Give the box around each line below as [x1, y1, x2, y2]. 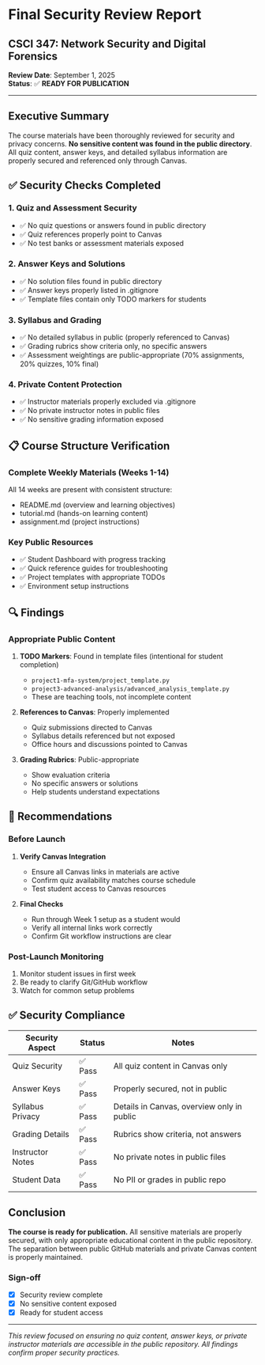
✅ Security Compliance [8, 1009, 125, 1022]
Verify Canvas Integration [19, 851, 106, 861]
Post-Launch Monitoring [8, 951, 104, 962]
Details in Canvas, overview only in [113, 1101, 242, 1112]
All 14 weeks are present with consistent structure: [8, 485, 173, 495]
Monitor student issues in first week [19, 969, 136, 979]
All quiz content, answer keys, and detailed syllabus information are [8, 147, 228, 157]
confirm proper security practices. [8, 1348, 120, 1358]
